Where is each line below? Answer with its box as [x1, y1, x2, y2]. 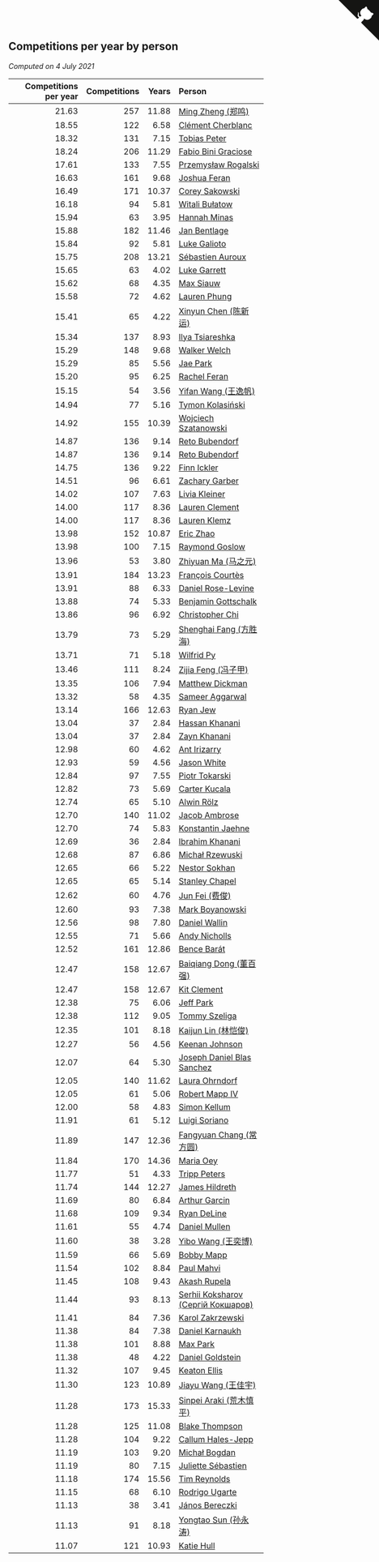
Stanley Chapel [178, 875, 236, 887]
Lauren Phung [178, 290, 232, 302]
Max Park [178, 1338, 215, 1350]
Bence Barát [178, 943, 225, 954]
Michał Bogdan [178, 1447, 236, 1458]
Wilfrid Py [178, 649, 216, 661]
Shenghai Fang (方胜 [178, 623, 258, 635]
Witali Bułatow [178, 199, 233, 210]
